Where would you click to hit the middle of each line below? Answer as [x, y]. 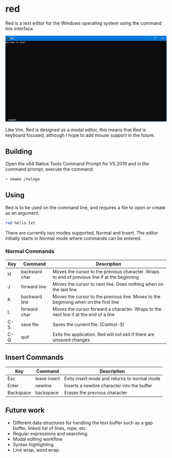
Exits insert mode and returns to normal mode [112, 378]
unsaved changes [71, 340]
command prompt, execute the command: [49, 169]
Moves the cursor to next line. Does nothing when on [108, 284]
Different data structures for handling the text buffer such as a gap [83, 423]
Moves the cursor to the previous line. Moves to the [106, 297]
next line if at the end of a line [84, 315]
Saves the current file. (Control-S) [89, 325]
